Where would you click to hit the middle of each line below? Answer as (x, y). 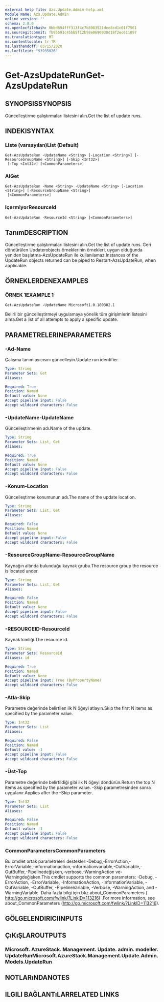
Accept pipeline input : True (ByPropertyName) (53, 680)
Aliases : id (17, 658)
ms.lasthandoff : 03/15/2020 (34, 46)
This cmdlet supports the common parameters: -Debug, (98, 877)
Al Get (12, 176)
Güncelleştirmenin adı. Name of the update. (48, 428)
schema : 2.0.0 (20, 23)
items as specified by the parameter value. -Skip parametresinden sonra (78, 787)
